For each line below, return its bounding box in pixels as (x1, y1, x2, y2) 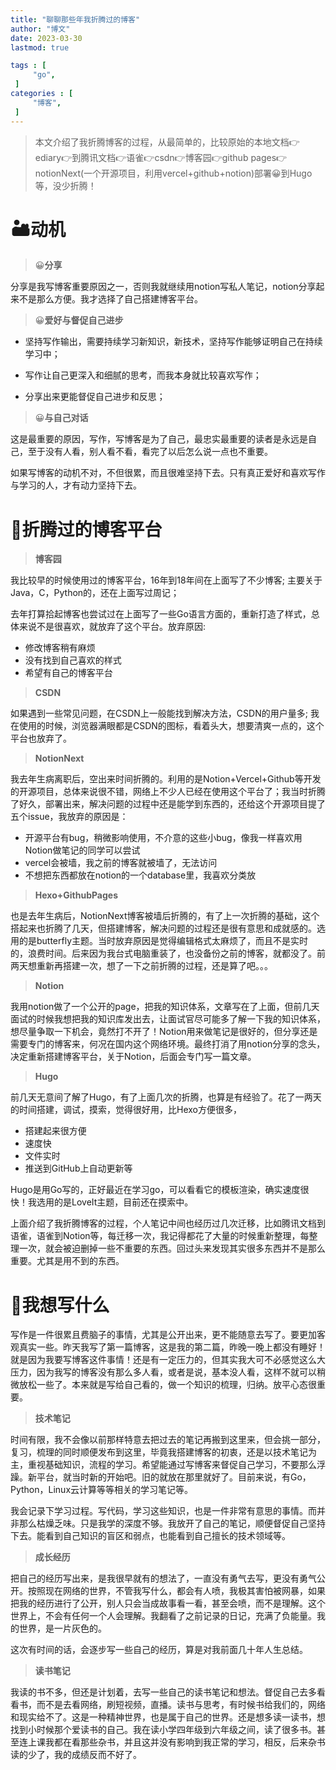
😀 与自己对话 (34, 412, 89, 424)
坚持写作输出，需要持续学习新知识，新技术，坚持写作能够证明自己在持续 (24, 336, 323, 348)
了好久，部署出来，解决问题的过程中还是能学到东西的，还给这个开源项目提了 (10, 798, 326, 810)
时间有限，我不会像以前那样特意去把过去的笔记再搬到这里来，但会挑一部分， (10, 1434, 326, 1446)
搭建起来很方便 (24, 1125, 87, 1137)
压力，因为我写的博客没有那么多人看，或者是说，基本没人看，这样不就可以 (10, 1366, 317, 1378)
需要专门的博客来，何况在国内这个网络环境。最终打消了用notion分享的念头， (10, 1038, 326, 1050)
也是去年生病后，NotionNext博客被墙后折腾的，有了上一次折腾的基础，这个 (10, 910, 320, 922)
